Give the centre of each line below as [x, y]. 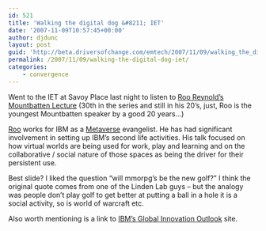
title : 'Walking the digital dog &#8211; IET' [86, 23]
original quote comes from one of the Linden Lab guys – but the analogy [126, 186]
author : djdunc [33, 38]
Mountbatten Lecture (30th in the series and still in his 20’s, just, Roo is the [130, 105]
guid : [17, 52]
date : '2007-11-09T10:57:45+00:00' [67, 30]
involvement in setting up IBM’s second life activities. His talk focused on [127, 137]
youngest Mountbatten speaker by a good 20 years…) [96, 114]
